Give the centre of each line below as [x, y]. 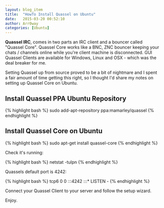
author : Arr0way [22, 23]
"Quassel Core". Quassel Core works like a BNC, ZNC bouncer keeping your [82, 47]
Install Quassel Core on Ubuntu [54, 131]
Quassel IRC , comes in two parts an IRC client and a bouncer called [74, 42]
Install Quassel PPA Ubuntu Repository [66, 98]
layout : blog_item [24, 10]
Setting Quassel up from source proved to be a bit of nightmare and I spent [81, 72]
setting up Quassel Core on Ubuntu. [41, 83]
